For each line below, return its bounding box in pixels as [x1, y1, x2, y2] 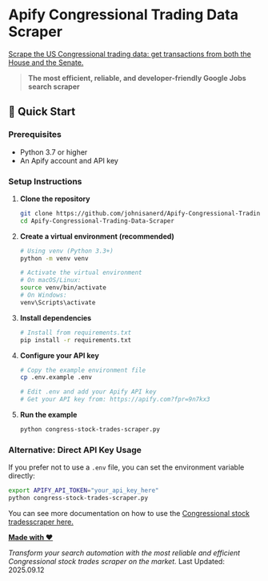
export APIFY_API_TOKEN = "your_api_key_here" [8, 486, 159, 494]
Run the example [19, 410, 78, 420]
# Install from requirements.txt [19, 329, 132, 337]
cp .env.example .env [19, 373, 92, 381]
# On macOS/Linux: [19, 276, 82, 284]
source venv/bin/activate [19, 284, 106, 292]
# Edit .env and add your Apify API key [19, 388, 157, 396]
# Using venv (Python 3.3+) [19, 247, 114, 255]
